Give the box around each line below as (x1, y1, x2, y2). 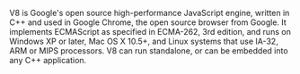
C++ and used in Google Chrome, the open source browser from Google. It (9, 17, 287, 28)
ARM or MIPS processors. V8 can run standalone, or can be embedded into (9, 45, 289, 56)
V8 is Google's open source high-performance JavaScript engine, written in (9, 8, 290, 18)
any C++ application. (9, 55, 87, 65)
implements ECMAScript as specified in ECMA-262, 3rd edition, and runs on (9, 27, 292, 37)
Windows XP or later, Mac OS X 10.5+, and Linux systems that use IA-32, (9, 36, 278, 46)
